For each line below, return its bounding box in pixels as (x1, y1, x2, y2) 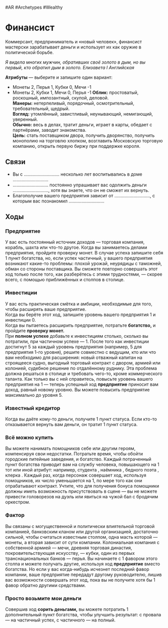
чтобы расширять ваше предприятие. (5, 306, 87, 312)
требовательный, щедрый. (12, 106, 70, 112)
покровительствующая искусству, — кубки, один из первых (5, 550, 135, 556)
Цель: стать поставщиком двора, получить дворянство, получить (12, 132, 155, 138)
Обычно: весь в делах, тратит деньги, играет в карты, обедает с (12, 121, 152, 128)
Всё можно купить (5, 434, 54, 441)
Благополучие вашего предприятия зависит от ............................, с (12, 192, 155, 198)
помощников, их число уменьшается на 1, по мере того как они (5, 478, 142, 484)
